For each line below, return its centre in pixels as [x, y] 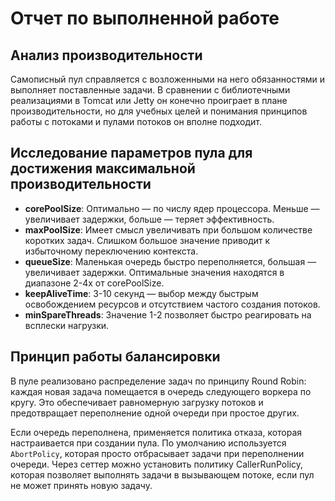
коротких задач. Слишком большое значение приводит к [147, 240]
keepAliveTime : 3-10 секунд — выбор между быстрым [141, 293]
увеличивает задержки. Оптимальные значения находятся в [154, 272]
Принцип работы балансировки [115, 357]
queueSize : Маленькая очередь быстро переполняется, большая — [170, 261]
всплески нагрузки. [67, 325]
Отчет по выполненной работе [145, 18]
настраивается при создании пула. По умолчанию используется [148, 443]
